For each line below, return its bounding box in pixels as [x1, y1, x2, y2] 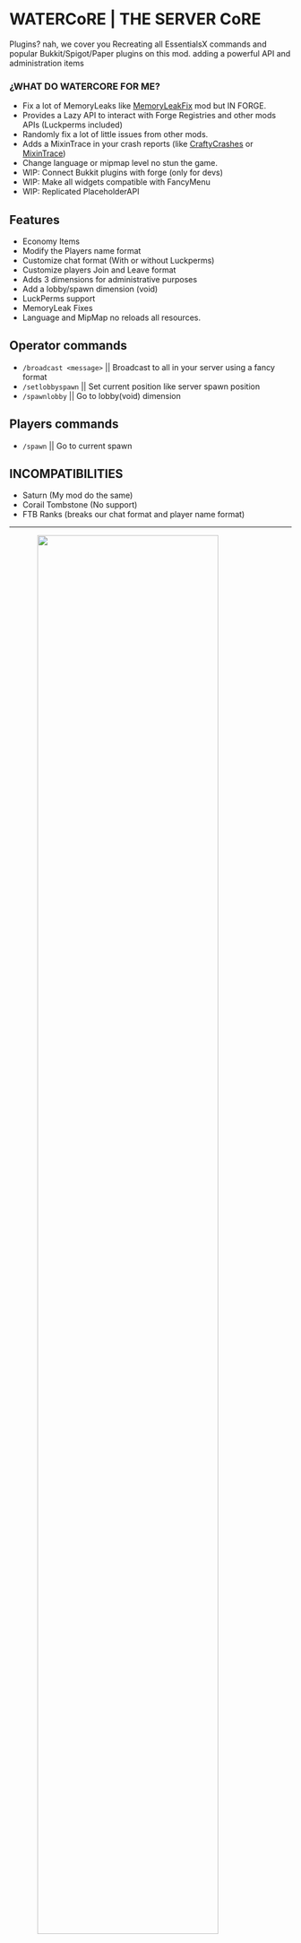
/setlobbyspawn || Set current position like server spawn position [21, 381, 261, 392]
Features [9, 212, 60, 228]
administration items [9, 57, 85, 68]
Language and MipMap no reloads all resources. [21, 312, 202, 323]
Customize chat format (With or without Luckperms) [21, 256, 215, 266]
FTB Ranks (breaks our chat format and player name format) [21, 509, 245, 520]
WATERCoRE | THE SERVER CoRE [9, 9, 262, 30]
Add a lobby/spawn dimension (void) [21, 283, 159, 295]
